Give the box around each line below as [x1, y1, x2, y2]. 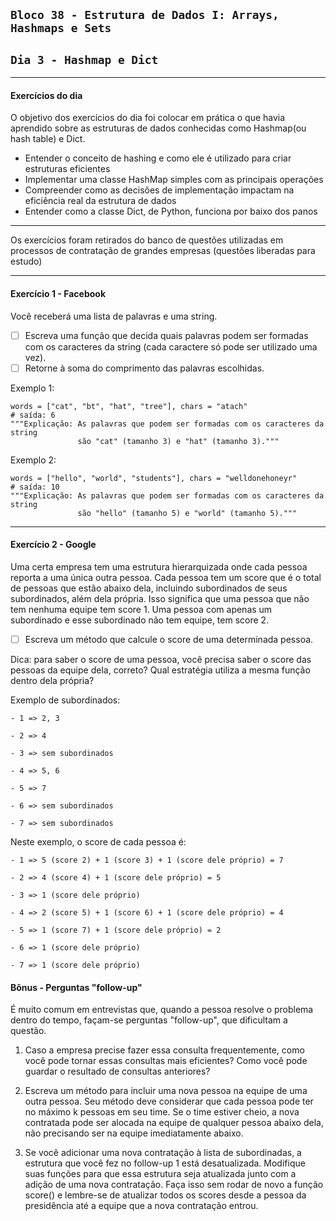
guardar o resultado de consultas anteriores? [24, 1065, 211, 1078]
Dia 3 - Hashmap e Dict [10, 52, 159, 67]
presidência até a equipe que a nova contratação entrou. [24, 1200, 259, 1212]
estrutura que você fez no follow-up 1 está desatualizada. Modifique [24, 1157, 306, 1169]
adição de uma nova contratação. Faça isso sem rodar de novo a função [24, 1179, 324, 1191]
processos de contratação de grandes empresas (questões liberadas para [10, 245, 316, 257]
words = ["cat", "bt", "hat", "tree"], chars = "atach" [10, 401, 248, 411]
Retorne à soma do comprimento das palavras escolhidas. [24, 362, 265, 374]
